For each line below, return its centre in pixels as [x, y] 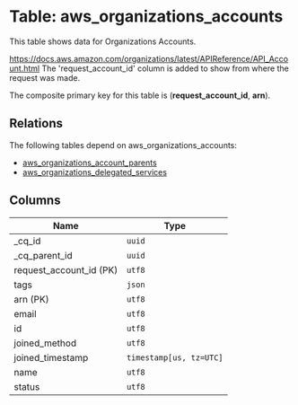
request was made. [45, 77]
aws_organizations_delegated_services [95, 172]
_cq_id [27, 241]
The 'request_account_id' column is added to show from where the [165, 68]
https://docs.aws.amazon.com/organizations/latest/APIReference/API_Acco [149, 58]
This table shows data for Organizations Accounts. [103, 41]
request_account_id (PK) [66, 269]
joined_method [45, 343]
